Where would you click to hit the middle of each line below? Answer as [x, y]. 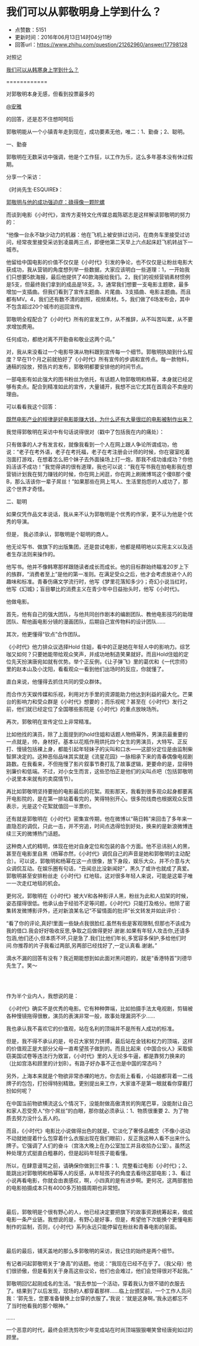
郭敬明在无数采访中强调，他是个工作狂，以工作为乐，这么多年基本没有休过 [97, 157]
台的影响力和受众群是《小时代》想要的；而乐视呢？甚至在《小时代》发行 [94, 701]
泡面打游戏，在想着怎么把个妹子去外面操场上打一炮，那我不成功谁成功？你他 [99, 459]
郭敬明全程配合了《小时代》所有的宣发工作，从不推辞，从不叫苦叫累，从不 [97, 319]
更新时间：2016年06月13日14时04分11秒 [63, 37]
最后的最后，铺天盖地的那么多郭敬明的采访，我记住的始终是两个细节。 [92, 1251]
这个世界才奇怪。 [27, 489]
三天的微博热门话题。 [37, 833]
